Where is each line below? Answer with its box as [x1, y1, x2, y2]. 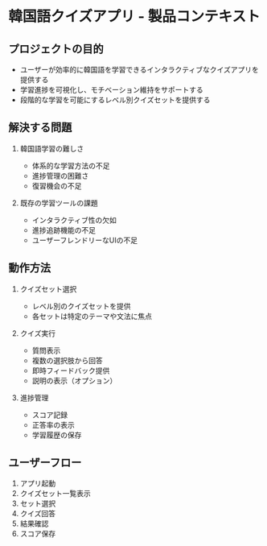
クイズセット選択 [19, 283, 77, 294]
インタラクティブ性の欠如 [31, 215, 117, 225]
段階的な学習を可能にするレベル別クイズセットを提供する [19, 95, 211, 105]
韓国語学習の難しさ [19, 143, 84, 153]
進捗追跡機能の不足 [31, 225, 97, 234]
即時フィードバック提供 [31, 366, 110, 375]
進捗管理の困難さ [31, 171, 89, 180]
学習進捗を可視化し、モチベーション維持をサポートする [19, 85, 203, 94]
